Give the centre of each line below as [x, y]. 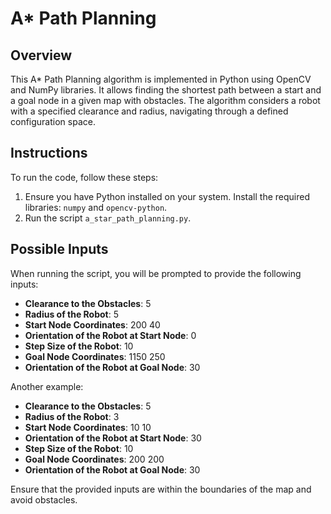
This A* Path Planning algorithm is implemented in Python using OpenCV [161, 79]
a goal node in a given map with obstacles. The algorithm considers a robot [165, 100]
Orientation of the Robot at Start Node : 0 [110, 335]
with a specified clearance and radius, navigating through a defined [149, 111]
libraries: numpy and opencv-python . [96, 207]
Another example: [47, 386]
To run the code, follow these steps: [84, 177]
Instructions [49, 153]
